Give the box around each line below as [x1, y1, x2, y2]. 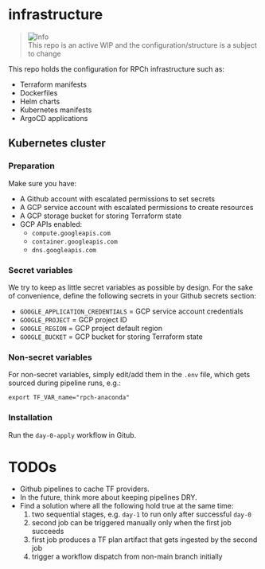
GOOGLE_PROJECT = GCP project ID [19, 314, 127, 324]
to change [27, 49, 61, 58]
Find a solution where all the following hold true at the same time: [19, 501, 234, 511]
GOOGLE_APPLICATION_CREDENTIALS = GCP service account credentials [19, 306, 244, 316]
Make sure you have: [8, 178, 77, 188]
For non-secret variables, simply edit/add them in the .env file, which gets [8, 370, 251, 380]
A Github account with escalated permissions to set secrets [19, 193, 216, 204]
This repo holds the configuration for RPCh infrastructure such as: [8, 64, 225, 73]
